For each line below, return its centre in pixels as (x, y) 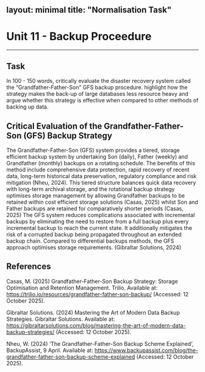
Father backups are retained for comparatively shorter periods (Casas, (95, 208)
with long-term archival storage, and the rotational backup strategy (91, 189)
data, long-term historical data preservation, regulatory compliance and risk (102, 176)
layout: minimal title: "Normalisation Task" (89, 10)
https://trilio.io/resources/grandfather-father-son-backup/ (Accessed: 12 (98, 294)
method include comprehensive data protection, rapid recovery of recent (98, 170)
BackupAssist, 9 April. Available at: (50, 350)
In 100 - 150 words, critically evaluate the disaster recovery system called (99, 81)
